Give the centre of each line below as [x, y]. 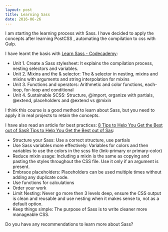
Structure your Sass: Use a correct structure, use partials [71, 140]
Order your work [29, 188]
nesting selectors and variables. [45, 68]
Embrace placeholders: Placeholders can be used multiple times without [87, 172]
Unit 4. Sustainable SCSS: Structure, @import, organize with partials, [83, 95]
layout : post [19, 10]
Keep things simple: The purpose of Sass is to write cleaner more [80, 209]
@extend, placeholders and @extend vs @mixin [62, 100]
